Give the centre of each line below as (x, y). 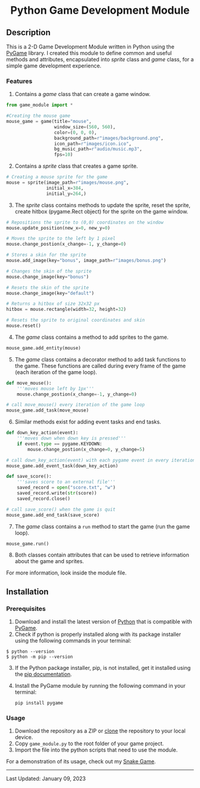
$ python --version (30, 652)
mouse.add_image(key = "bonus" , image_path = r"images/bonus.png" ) (86, 261)
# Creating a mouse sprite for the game (57, 177)
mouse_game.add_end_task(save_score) (53, 515)
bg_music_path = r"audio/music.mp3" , (98, 149)
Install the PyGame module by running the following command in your (100, 686)
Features (19, 81)
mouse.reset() (24, 326)
